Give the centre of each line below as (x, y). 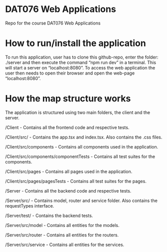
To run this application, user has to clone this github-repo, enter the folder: (82, 57)
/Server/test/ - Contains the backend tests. (49, 215)
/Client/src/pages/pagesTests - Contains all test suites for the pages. (76, 181)
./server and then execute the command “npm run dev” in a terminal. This (81, 62)
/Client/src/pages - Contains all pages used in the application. (69, 171)
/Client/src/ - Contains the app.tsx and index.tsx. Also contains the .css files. (84, 137)
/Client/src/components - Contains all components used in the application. (82, 146)
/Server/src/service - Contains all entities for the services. (65, 244)
